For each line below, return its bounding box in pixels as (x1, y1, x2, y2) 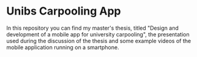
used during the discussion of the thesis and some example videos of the (6, 37, 191, 44)
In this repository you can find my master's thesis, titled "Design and (6, 24, 179, 32)
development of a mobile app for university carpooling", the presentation (6, 30, 190, 38)
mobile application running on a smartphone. (6, 44, 119, 51)
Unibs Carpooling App (6, 4, 121, 18)
